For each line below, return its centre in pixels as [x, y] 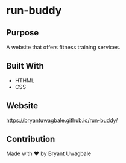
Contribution [31, 139]
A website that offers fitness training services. [63, 47]
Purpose [23, 33]
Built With [25, 66]
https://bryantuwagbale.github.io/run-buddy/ [62, 120]
